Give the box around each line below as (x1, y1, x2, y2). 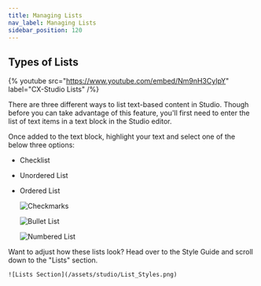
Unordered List (19, 171, 68, 180)
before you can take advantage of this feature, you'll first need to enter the (8, 108, 250, 118)
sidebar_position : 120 (8, 26, 83, 34)
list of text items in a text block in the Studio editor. (8, 117, 172, 126)
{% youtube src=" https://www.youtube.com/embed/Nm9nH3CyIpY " (8, 76, 230, 86)
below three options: (8, 140, 75, 150)
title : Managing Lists (8, 11, 83, 20)
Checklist (19, 155, 50, 165)
